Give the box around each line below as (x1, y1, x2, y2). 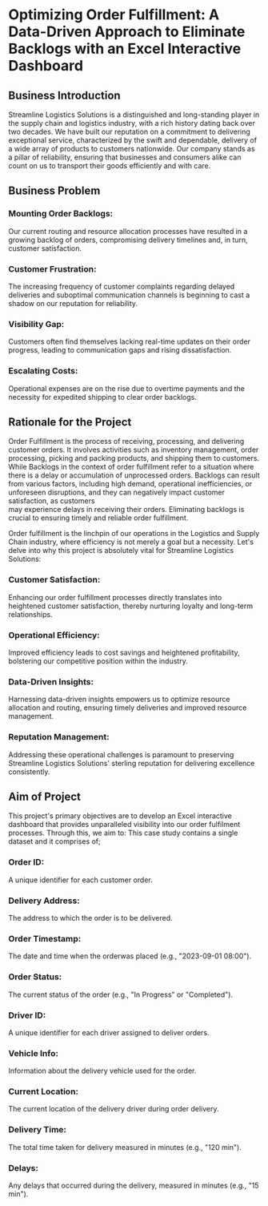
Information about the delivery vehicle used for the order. (8, 1066, 197, 1075)
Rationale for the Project (8, 415, 132, 429)
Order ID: (8, 857, 45, 868)
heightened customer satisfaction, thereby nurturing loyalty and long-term (8, 601, 254, 611)
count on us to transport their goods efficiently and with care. (8, 161, 211, 170)
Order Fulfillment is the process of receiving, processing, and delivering (8, 437, 245, 446)
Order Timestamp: (8, 933, 82, 944)
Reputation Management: (8, 732, 110, 743)
